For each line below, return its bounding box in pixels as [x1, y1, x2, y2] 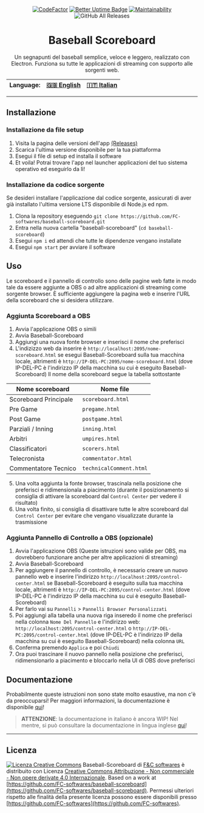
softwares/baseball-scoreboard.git [15, 218, 106, 224]
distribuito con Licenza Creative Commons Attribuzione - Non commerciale [6, 767, 194, 775]
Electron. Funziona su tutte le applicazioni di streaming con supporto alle [11, 59, 193, 67]
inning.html [82, 425, 117, 433]
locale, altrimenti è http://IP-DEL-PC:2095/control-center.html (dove [15, 586, 190, 593]
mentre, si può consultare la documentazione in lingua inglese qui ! [21, 722, 188, 729]
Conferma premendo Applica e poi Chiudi [15, 644, 120, 652]
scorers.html [82, 445, 120, 452]
